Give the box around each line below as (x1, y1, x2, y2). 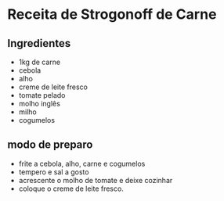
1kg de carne (18, 57, 60, 66)
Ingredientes (7, 37, 71, 50)
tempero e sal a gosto (18, 167, 89, 177)
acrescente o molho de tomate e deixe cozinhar (18, 175, 173, 185)
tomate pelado (18, 91, 66, 99)
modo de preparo (7, 138, 93, 152)
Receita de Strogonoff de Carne (7, 5, 217, 23)
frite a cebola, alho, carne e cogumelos (18, 159, 146, 168)
